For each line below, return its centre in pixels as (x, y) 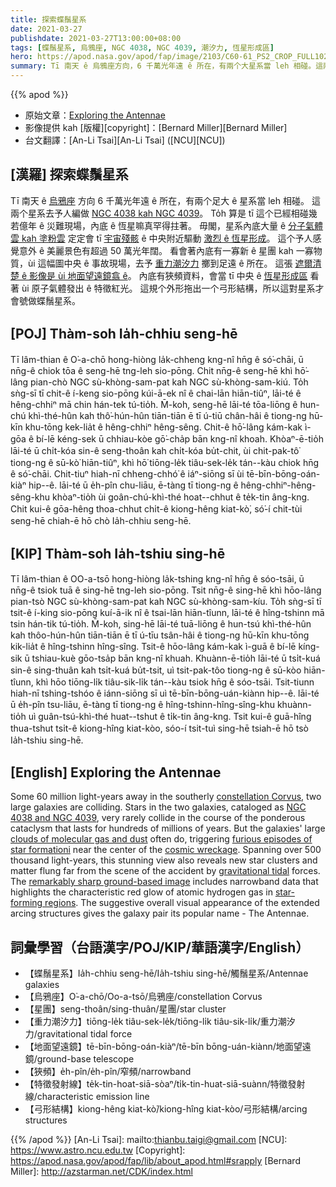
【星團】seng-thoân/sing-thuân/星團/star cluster (125, 1009)
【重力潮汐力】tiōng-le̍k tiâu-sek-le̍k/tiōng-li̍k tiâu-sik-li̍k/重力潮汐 (160, 1022)
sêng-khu (30, 497)
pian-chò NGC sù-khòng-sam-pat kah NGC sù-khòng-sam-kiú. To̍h (169, 382)
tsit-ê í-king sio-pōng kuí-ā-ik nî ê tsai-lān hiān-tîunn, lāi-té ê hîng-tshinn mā (167, 613)
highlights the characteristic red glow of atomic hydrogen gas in (141, 892)
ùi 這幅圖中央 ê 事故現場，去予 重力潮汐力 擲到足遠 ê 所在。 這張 (160, 263)
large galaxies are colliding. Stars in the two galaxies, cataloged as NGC (158, 807)
